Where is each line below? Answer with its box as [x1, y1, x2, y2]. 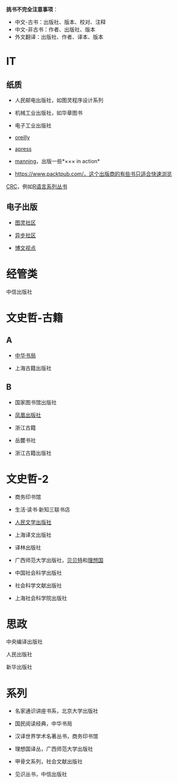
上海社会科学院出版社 [14, 594, 67, 601]
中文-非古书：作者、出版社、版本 [14, 26, 96, 33]
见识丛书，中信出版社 [14, 770, 67, 778]
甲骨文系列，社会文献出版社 [14, 758, 83, 765]
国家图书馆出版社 [14, 398, 57, 405]
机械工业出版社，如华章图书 [14, 110, 83, 116]
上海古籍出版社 [14, 364, 52, 372]
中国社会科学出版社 [14, 569, 62, 576]
